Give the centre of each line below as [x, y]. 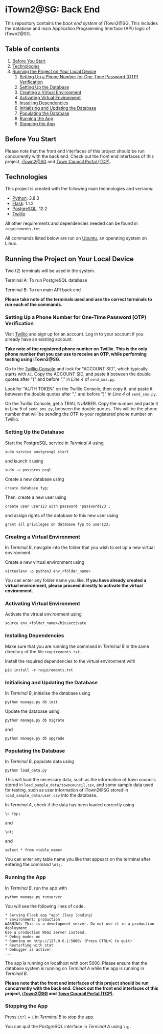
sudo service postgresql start [37, 452]
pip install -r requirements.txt [39, 670]
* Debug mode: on [23, 937]
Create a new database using [35, 479]
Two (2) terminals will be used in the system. [50, 271]
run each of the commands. [34, 304]
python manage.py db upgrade [35, 738]
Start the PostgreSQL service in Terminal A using [54, 443]
